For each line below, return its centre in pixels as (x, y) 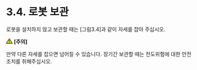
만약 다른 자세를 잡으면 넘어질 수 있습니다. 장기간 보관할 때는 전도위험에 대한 (93, 54)
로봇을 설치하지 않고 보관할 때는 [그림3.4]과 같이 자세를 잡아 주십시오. (86, 29)
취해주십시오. (37, 61)
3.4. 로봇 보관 (37, 12)
